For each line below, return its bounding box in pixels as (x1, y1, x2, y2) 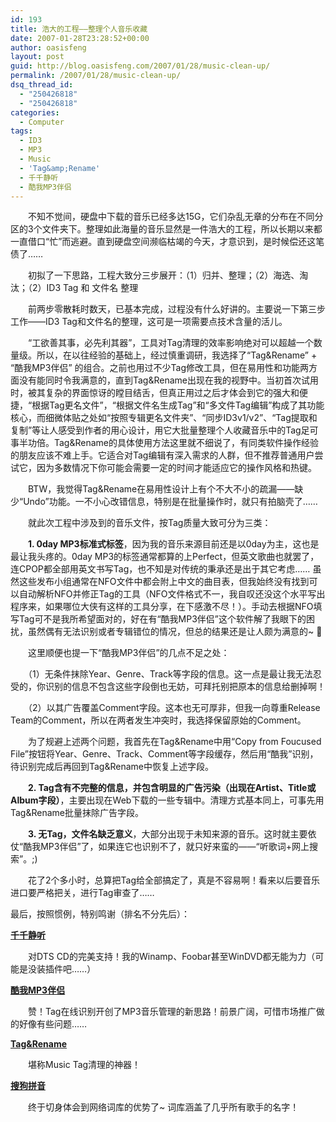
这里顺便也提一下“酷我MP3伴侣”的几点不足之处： (27, 647, 230, 659)
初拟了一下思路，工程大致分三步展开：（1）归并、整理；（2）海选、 (27, 269, 300, 281)
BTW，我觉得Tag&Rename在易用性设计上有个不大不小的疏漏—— (27, 483, 295, 495)
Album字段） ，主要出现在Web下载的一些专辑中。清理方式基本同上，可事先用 (10, 794, 325, 806)
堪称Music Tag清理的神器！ (27, 1059, 142, 1071)
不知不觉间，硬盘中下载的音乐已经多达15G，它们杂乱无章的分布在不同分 (27, 211, 324, 223)
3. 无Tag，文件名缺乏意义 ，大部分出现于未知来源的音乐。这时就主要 (28, 828, 308, 840)
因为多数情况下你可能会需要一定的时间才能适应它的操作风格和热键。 (36, 462, 317, 474)
